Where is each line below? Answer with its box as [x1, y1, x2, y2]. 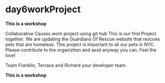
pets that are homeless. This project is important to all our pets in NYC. [5, 41, 155, 47]
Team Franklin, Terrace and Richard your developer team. [5, 62, 127, 68]
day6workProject [5, 4, 81, 15]
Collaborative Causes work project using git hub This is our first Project [5, 30, 157, 36]
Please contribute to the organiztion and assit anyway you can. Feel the [5, 47, 157, 53]
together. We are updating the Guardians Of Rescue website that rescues [5, 36, 160, 42]
